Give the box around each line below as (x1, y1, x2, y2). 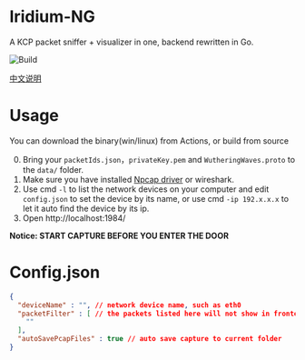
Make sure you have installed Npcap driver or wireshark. (22, 174, 234, 185)
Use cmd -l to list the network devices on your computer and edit (22, 184, 270, 195)
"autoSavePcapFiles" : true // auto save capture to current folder (17, 335, 282, 344)
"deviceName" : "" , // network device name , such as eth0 (17, 300, 242, 310)
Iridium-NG (9, 6, 95, 27)
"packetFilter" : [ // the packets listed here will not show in (17, 309, 271, 318)
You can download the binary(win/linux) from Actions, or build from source (9, 135, 289, 146)
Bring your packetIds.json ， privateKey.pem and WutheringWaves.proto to (22, 154, 296, 165)
